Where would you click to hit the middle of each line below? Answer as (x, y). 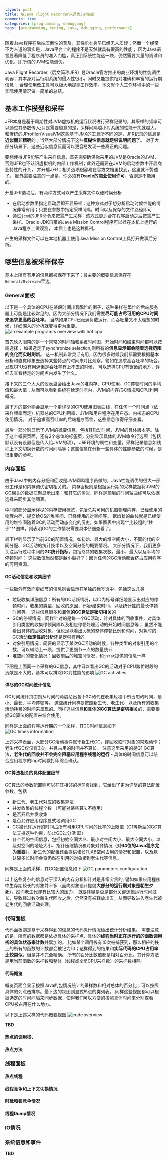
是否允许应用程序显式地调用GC (44, 820)
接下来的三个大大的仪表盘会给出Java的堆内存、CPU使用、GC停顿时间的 (79, 384)
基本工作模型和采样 (35, 109)
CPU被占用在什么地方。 (29, 1004)
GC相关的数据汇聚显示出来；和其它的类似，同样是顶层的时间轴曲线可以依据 (83, 493)
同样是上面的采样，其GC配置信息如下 (43, 868)
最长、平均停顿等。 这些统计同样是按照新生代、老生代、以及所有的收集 (86, 703)
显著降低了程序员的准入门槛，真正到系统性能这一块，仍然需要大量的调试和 (85, 56)
